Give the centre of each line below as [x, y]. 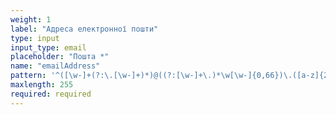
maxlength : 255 [42, 85]
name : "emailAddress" [55, 66]
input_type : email [48, 47]
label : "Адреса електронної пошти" [84, 29]
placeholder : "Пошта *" [60, 57]
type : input [35, 38]
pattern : [28, 76]
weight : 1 [31, 19]
